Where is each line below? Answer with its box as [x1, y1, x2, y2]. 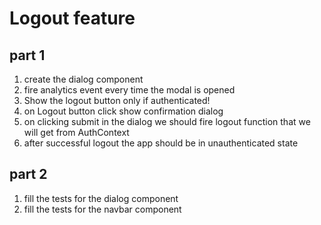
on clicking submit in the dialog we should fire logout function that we [23, 116, 311, 127]
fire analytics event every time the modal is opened [23, 84, 236, 96]
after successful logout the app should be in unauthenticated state [23, 137, 299, 149]
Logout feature [9, 7, 136, 30]
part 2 [9, 166, 48, 183]
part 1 [9, 47, 46, 64]
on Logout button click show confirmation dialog [23, 105, 224, 117]
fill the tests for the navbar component [23, 203, 182, 215]
